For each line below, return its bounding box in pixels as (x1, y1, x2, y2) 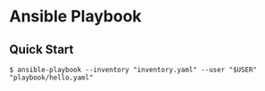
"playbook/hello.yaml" (9, 73, 94, 82)
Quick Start (9, 42, 74, 57)
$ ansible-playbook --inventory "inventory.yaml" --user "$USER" (9, 65, 257, 74)
